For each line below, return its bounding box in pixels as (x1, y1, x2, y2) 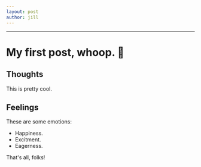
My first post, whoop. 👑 (6, 45, 124, 59)
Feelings (6, 102, 39, 112)
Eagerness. (14, 143, 43, 150)
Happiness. (14, 129, 43, 137)
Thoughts (6, 69, 44, 79)
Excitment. (14, 136, 41, 143)
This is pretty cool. (6, 85, 52, 92)
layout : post (6, 8, 39, 15)
